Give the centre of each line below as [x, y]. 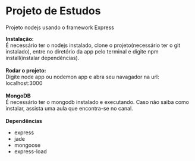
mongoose [27, 145]
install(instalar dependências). [43, 58]
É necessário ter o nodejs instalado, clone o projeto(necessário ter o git [93, 45]
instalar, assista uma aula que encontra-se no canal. [69, 108]
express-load [30, 151]
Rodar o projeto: [26, 70]
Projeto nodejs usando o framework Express [60, 27]
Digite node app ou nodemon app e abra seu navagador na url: [82, 77]
